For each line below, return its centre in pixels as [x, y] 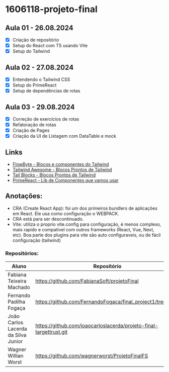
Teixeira [17, 281]
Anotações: [24, 196]
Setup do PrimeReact [34, 85]
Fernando [19, 296]
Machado [19, 288]
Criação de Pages [31, 130]
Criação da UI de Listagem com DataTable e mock [64, 136]
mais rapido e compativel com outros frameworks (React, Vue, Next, [83, 229]
